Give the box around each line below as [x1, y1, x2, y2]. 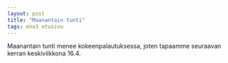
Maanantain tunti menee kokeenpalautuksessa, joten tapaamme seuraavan [7, 42, 222, 51]
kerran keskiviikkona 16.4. [7, 49, 81, 57]
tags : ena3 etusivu [7, 23, 64, 30]
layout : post [7, 10, 45, 17]
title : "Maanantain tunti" [7, 17, 85, 24]
